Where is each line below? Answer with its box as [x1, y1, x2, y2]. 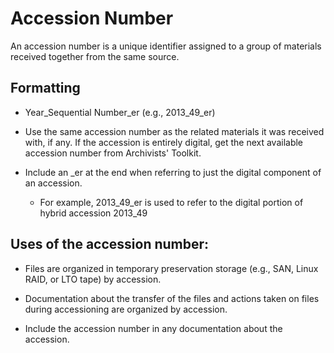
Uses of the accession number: [10, 236, 210, 253]
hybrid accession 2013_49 [39, 207, 148, 219]
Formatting [10, 80, 81, 97]
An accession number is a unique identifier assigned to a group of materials [10, 40, 322, 52]
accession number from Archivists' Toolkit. [24, 147, 202, 159]
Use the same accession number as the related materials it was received [24, 125, 325, 137]
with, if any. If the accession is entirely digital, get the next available [24, 136, 304, 148]
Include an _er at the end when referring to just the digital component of [24, 166, 322, 178]
